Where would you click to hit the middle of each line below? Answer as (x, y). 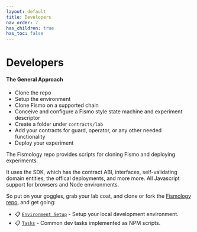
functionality (30, 136)
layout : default (26, 12)
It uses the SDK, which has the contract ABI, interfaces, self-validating (92, 172)
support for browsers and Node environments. (63, 184)
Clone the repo (33, 93)
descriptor (27, 117)
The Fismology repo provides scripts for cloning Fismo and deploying (91, 154)
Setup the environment (43, 99)
